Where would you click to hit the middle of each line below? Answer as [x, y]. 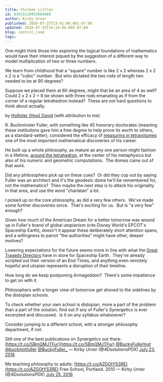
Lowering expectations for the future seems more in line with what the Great [81, 250]
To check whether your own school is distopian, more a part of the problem [81, 304]
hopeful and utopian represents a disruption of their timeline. [66, 265]
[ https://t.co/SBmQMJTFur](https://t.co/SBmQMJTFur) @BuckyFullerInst [78, 344]
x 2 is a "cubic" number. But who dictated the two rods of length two [74, 76]
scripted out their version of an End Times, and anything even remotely [76, 260]
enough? [14, 210]
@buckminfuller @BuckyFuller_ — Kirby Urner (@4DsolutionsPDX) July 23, [80, 349]
